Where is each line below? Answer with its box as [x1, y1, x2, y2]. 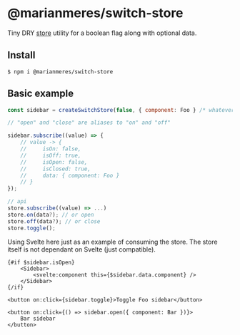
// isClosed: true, [20, 165, 91, 172]
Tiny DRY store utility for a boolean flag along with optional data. [7, 29, 197, 37]
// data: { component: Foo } [20, 172, 120, 179]
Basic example [7, 88, 74, 100]
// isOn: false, [20, 145, 81, 153]
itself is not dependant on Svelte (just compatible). [7, 244, 156, 254]
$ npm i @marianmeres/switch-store [7, 68, 114, 76]
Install [7, 49, 36, 61]
